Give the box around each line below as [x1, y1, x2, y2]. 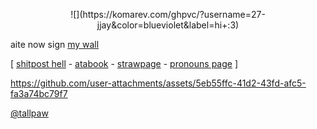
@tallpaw [10, 107, 49, 119]
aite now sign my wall [10, 39, 100, 50]
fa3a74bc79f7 [10, 88, 68, 99]
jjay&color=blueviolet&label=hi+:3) [96, 19, 240, 31]
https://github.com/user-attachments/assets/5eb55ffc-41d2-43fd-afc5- [10, 77, 307, 89]
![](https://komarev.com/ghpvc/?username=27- [70, 9, 266, 20]
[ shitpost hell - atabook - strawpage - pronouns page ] [10, 58, 238, 69]
